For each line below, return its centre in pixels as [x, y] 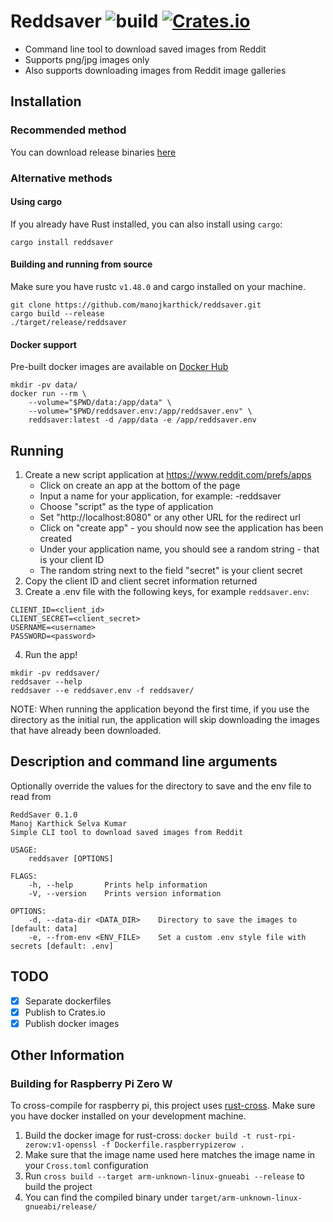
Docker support [43, 344]
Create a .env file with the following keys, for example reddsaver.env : [167, 591]
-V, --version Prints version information [125, 893]
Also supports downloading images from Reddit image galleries [155, 70]
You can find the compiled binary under [106, 1197]
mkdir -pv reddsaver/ [55, 673]
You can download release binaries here [93, 152]
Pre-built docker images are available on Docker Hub [119, 367]
